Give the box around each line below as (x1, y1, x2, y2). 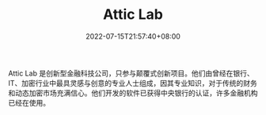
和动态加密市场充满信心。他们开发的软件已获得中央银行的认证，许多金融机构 (8, 88, 258, 98)
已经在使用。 (8, 98, 50, 107)
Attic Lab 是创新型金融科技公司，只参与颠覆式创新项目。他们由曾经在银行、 (8, 69, 255, 78)
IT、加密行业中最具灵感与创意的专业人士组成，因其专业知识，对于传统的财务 (8, 78, 257, 87)
